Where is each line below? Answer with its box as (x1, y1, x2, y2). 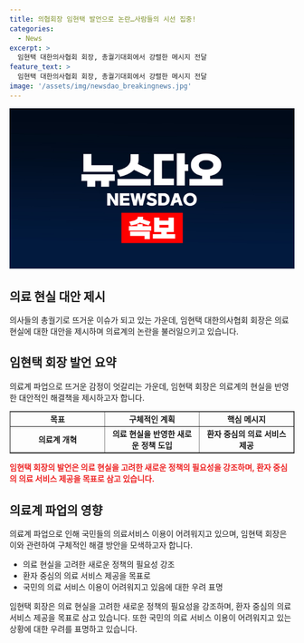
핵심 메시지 (226, 414, 267, 424)
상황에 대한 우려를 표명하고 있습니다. (9, 624, 138, 635)
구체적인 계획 (128, 414, 176, 424)
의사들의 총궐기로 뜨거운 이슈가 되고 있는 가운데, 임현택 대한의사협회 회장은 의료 (9, 315, 290, 326)
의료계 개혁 (37, 434, 78, 444)
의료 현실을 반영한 (111, 428, 176, 439)
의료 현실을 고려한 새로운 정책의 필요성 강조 (22, 559, 176, 570)
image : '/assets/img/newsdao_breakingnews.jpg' (9, 82, 193, 91)
